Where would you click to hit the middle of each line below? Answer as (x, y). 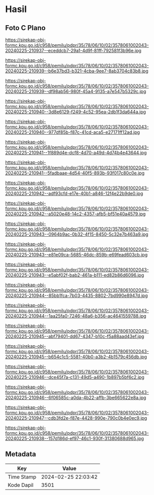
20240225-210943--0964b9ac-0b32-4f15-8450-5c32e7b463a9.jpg (77, 234)
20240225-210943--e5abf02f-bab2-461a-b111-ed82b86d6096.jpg (75, 275)
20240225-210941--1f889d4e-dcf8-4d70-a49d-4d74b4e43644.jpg (76, 153)
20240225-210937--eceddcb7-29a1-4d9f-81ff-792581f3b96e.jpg (73, 51)
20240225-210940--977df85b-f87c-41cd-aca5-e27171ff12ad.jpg (72, 132)
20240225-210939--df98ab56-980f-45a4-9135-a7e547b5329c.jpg (76, 91)
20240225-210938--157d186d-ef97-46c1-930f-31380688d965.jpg (75, 438)
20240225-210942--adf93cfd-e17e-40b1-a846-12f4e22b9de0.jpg (74, 193)
